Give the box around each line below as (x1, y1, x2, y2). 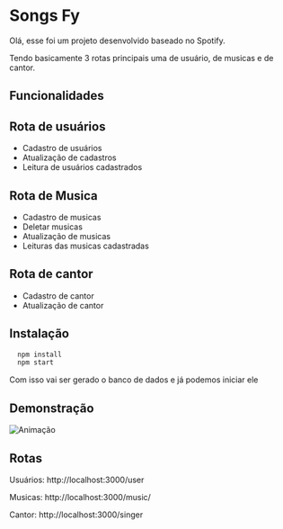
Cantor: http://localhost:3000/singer (9, 509, 144, 520)
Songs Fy (9, 5, 81, 26)
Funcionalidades (9, 88, 105, 103)
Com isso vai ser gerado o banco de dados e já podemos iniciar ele (9, 374, 259, 385)
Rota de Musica (9, 188, 98, 203)
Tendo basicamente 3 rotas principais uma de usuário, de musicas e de (9, 52, 274, 63)
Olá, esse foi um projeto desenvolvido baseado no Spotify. (9, 35, 226, 46)
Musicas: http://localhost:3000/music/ (9, 491, 151, 502)
